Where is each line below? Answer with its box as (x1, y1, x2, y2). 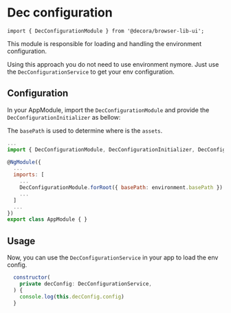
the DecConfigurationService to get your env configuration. (7, 67, 175, 76)
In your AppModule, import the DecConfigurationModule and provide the (7, 105, 210, 114)
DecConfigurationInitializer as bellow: (7, 113, 121, 121)
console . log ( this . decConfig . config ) (19, 293, 125, 300)
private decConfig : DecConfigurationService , (19, 280, 153, 287)
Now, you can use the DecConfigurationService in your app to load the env (7, 253, 219, 262)
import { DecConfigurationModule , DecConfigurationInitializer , (7, 146, 195, 153)
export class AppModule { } (7, 216, 88, 223)
